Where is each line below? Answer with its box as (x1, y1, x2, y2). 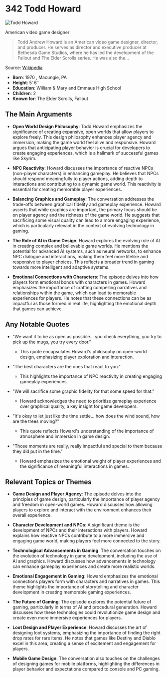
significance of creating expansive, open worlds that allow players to (12, 129, 154, 135)
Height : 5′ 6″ (12, 80, 39, 86)
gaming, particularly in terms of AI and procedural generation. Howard (12, 604, 157, 610)
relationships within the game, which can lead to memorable (12, 290, 136, 296)
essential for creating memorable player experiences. (12, 186, 122, 192)
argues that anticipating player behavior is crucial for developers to (12, 145, 151, 151)
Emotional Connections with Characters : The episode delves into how (12, 274, 159, 280)
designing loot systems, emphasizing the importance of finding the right (12, 630, 161, 636)
